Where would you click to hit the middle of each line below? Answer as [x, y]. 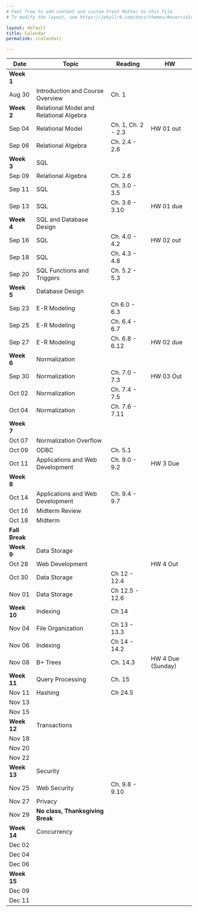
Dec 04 [19, 855]
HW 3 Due [165, 464]
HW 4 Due [165, 659]
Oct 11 [19, 464]
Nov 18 [19, 739]
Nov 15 [19, 712]
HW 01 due [166, 206]
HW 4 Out [164, 564]
